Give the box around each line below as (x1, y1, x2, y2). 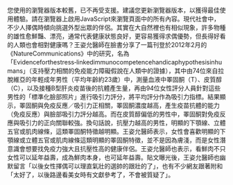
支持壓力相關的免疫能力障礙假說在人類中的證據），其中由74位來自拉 (31, 67, 224, 75)
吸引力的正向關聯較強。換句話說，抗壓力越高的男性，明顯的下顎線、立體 (19, 118, 226, 127)
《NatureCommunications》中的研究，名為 (7, 49, 130, 58)
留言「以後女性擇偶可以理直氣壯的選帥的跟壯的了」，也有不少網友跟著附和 (12, 162, 223, 170)
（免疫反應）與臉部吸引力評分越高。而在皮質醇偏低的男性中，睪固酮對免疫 (7, 110, 220, 118)
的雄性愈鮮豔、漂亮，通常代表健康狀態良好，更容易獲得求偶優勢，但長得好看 (7, 32, 226, 40)
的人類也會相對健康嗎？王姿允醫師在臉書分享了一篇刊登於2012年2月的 (7, 41, 207, 49)
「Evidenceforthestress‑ (7, 58, 77, 66)
